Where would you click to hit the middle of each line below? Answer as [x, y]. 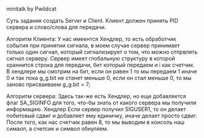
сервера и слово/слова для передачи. [56, 27]
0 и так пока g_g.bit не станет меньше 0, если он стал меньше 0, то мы [99, 78]
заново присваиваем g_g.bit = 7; [48, 84]
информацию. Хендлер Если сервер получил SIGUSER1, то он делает [96, 109]
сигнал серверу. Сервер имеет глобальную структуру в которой [91, 58]
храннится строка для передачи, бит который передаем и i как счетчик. [100, 65]
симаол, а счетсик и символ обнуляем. [57, 129]
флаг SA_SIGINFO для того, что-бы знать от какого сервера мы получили [101, 103]
